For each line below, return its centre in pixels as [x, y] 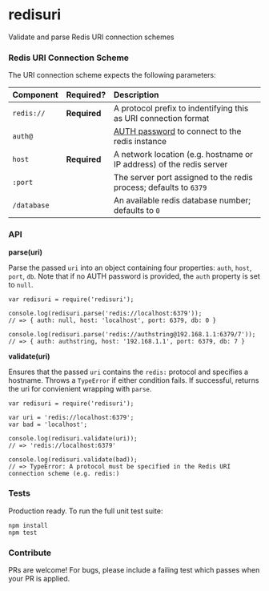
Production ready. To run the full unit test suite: [86, 511]
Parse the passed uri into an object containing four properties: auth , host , [130, 267]
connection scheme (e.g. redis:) [64, 473]
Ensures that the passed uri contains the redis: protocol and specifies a [128, 372]
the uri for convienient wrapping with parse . [80, 388]
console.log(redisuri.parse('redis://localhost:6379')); [105, 313]
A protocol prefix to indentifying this [181, 108]
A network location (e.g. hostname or [183, 155]
